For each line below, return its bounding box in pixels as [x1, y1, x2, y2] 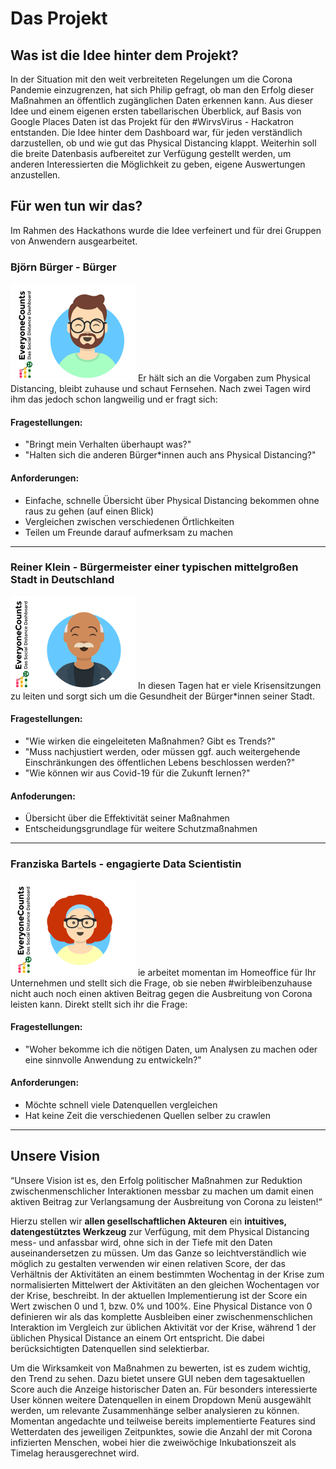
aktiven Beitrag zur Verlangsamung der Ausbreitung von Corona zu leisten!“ [10, 1195, 323, 1207]
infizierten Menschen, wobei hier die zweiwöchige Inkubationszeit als [10, 1436, 297, 1448]
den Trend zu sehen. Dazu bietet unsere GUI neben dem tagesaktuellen [10, 1372, 306, 1384]
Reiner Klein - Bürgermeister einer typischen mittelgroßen [10, 560, 299, 574]
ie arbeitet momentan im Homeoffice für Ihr [137, 966, 317, 978]
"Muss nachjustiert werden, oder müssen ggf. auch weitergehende [24, 746, 301, 758]
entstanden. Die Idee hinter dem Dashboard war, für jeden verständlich [10, 127, 303, 138]
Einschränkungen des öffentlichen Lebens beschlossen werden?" [24, 757, 296, 769]
